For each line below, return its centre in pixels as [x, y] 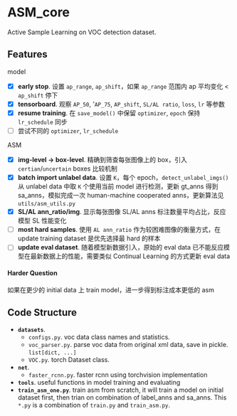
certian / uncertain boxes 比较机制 [67, 169]
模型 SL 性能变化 [42, 220]
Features [27, 54]
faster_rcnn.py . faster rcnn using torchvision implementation [118, 375]
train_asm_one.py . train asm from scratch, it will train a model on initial [121, 390]
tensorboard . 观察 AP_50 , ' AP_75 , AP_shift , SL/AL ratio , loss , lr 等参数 [121, 104]
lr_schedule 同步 [42, 122]
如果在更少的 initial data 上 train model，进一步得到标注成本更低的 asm [111, 289]
